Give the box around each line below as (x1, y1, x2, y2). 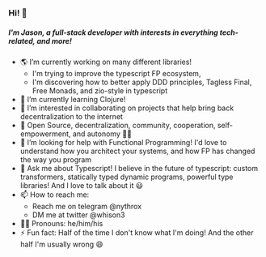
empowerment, (19, 129, 71, 139)
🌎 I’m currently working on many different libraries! (19, 57, 192, 66)
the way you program (19, 154, 91, 165)
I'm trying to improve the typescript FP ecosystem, (32, 68, 201, 78)
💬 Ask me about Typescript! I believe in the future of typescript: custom (19, 163, 259, 173)
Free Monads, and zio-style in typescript (32, 85, 168, 96)
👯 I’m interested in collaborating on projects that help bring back (19, 103, 234, 113)
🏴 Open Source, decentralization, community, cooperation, (19, 120, 216, 130)
